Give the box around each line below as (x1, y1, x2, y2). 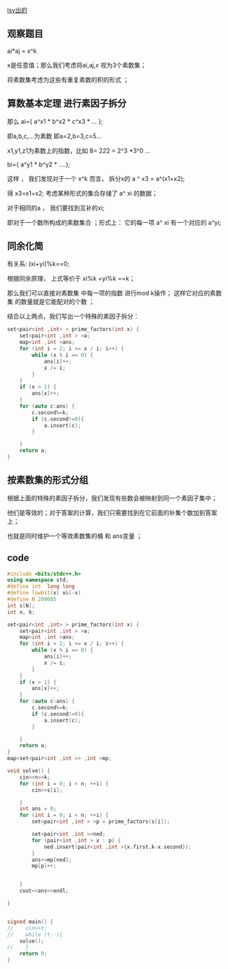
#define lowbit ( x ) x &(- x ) (7, 590, 81, 596)
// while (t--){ (7, 931, 63, 938)
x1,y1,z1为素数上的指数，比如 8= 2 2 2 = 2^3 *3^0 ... (7, 147, 151, 155)
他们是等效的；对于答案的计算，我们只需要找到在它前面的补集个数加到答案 (7, 508, 217, 517)
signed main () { (7, 918, 53, 925)
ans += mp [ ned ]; (32, 856, 72, 863)
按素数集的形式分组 (7, 474, 88, 486)
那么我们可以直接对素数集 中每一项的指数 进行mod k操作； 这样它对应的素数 (7, 289, 222, 297)
